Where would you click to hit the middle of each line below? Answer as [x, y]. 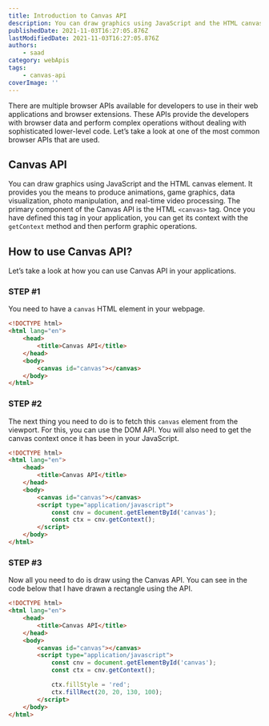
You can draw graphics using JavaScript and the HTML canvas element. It [130, 184]
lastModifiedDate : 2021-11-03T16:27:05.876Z [84, 38]
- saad [34, 53]
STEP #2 [25, 403]
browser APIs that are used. [54, 139]
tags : [17, 68]
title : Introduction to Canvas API [68, 16]
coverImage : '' [34, 82]
